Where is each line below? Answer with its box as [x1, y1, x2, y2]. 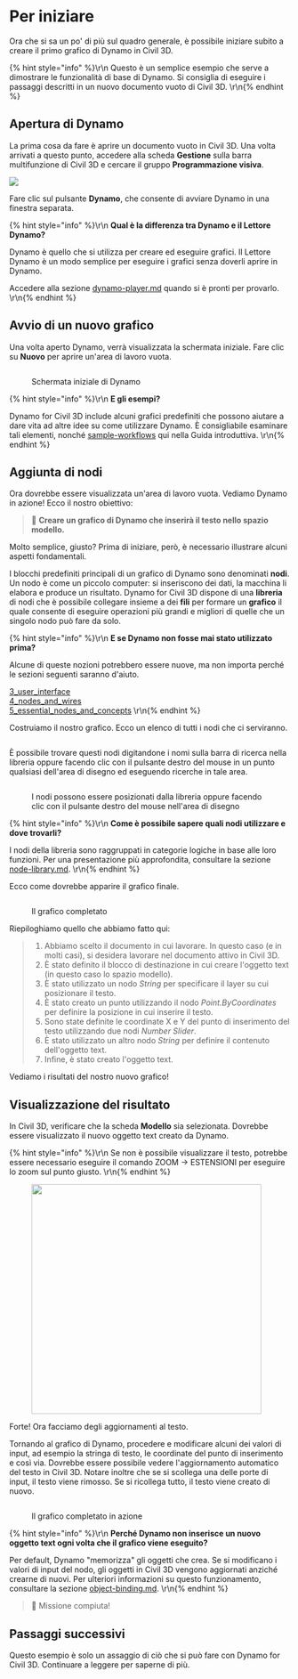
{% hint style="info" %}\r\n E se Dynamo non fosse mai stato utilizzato [9, 633, 273, 644]
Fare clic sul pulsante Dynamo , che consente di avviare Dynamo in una [9, 193, 270, 204]
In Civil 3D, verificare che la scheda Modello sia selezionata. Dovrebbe [9, 1121, 269, 1131]
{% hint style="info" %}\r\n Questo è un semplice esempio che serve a [9, 62, 270, 73]
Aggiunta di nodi [9, 465, 103, 480]
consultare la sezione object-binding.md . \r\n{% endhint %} [9, 1583, 229, 1594]
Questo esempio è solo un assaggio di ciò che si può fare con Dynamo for [9, 1650, 280, 1660]
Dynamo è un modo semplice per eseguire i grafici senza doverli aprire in [9, 255, 278, 266]
